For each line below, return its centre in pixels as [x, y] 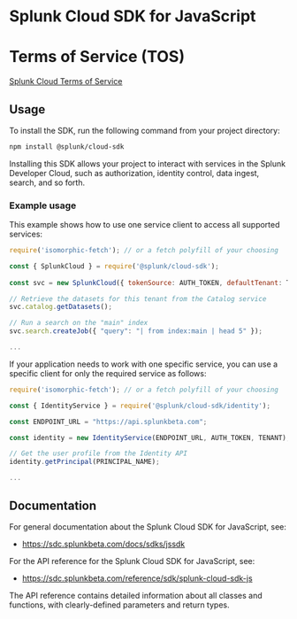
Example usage [43, 205]
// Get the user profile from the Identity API [99, 453]
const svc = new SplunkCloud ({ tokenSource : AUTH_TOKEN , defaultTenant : [146, 282]
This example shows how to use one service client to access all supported [145, 225]
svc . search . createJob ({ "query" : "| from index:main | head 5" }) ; [136, 331]
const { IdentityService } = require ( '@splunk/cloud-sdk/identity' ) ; [140, 406]
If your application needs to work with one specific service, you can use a [144, 364]
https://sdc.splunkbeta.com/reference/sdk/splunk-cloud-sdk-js [137, 578]
